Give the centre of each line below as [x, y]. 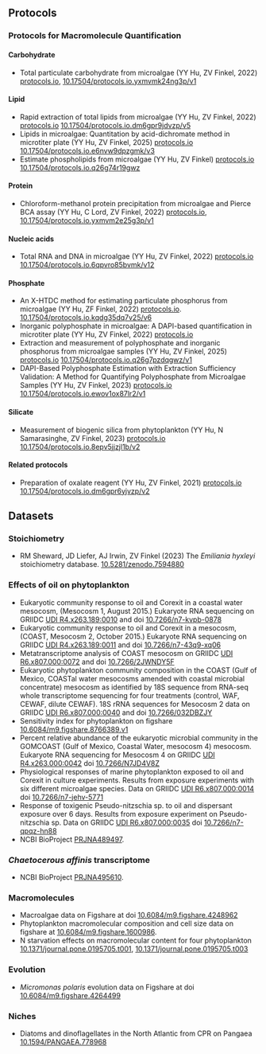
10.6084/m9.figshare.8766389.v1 [74, 729]
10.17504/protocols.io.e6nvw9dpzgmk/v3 [87, 150]
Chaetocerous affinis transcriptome [79, 860]
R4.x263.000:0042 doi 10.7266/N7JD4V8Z [90, 763]
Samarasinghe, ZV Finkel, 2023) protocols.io [93, 438]
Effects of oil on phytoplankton [69, 585]
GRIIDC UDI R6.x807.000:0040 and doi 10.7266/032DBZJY [116, 712]
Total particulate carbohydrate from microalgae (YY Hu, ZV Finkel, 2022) [139, 72]
